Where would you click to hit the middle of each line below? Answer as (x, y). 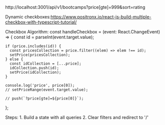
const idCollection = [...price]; (45, 64)
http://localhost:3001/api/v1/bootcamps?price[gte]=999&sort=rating (75, 7)
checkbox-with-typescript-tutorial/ (41, 22)
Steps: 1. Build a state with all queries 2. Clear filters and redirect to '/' (77, 117)
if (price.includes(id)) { (33, 46)
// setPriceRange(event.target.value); (47, 90)
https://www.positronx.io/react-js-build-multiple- (101, 17)
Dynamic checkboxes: (28, 17)
